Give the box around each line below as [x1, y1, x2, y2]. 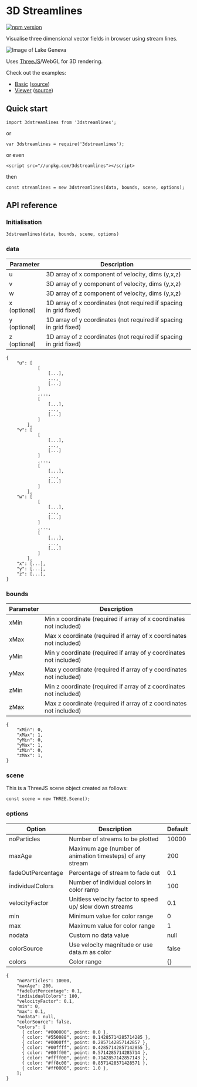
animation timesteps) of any [69, 851, 146, 859]
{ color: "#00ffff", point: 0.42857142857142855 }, [21, 1045, 151, 1051]
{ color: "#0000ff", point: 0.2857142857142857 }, [21, 1039, 148, 1045]
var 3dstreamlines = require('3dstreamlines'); [6, 141, 125, 147]
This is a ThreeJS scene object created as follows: [6, 785, 128, 792]
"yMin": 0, [16, 737, 43, 743]
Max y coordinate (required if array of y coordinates [44, 665, 187, 674]
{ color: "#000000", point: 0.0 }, [21, 1029, 109, 1035]
